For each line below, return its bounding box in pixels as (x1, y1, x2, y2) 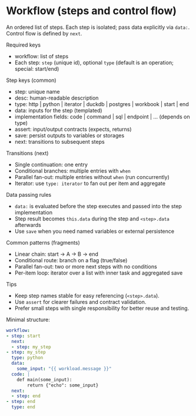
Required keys (6, 41, 41, 48)
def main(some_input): (16, 377, 72, 382)
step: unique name (14, 88, 60, 95)
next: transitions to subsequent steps (14, 138, 105, 145)
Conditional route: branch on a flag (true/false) (14, 256, 128, 263)
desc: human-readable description (14, 94, 99, 101)
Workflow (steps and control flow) (6, 4, 177, 18)
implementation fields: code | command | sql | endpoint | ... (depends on (14, 113, 190, 120)
